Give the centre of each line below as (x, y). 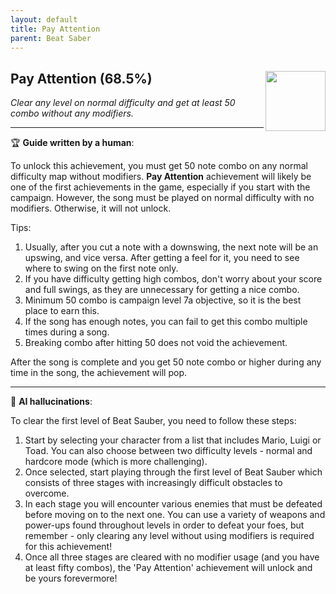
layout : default (44, 19)
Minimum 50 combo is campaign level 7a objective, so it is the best (163, 300)
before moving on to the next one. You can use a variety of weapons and (175, 515)
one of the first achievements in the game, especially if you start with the (160, 187)
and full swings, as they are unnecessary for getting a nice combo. (162, 290)
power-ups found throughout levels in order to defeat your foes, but (164, 525)
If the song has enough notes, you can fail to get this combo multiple (166, 322)
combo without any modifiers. (72, 113)
